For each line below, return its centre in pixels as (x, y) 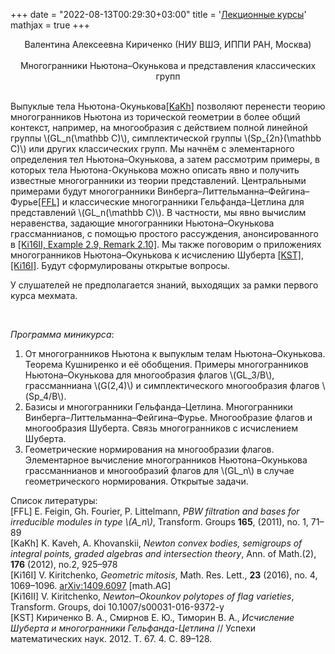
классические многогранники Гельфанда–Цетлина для (187, 202)
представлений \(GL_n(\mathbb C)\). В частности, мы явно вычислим (158, 212)
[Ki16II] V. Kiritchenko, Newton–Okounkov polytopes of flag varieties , (152, 596)
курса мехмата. (44, 295)
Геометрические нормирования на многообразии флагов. (149, 449)
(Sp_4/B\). (45, 396)
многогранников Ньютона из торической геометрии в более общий (155, 117)
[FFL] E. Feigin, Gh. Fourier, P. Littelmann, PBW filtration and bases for (155, 511)
